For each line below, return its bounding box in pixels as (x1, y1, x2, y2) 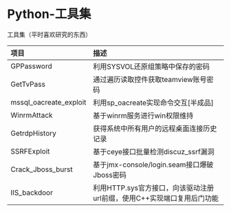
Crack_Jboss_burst (10, 165, 74, 174)
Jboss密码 (92, 170, 127, 180)
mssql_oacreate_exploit (10, 97, 87, 107)
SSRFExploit (10, 146, 50, 156)
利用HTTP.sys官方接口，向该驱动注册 (92, 183, 214, 193)
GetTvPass (10, 79, 46, 89)
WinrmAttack (10, 110, 53, 120)
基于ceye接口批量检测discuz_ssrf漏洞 (92, 147, 214, 156)
